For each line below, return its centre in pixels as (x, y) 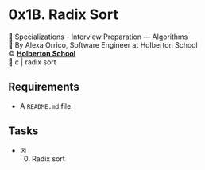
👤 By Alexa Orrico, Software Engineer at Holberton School (103, 44)
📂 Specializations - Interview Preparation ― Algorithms (98, 37)
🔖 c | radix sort (33, 62)
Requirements (44, 87)
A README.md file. (46, 106)
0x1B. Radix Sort (64, 15)
